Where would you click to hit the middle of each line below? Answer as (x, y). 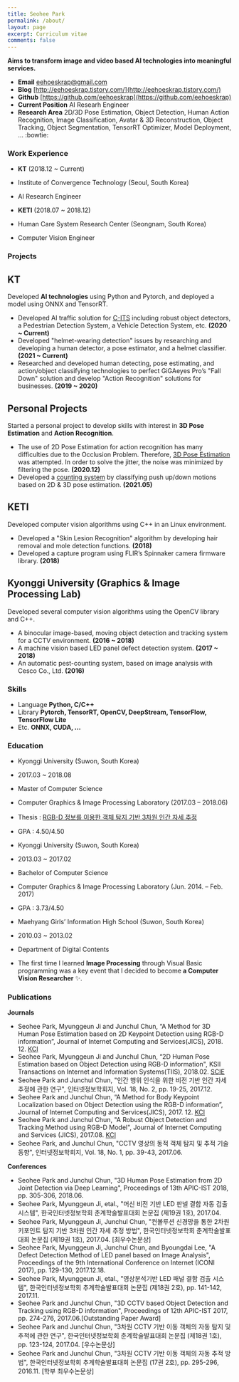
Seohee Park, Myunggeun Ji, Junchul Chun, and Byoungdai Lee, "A (116, 1247)
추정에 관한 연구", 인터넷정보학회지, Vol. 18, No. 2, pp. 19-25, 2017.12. (115, 1089)
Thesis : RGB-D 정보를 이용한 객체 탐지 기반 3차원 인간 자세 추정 (107, 817)
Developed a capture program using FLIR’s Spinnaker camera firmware (121, 553)
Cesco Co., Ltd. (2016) (51, 671)
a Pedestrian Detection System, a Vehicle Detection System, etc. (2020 (122, 325)
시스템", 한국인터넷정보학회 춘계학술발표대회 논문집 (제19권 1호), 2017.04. (119, 1213)
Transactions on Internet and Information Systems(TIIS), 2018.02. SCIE (121, 1072)
